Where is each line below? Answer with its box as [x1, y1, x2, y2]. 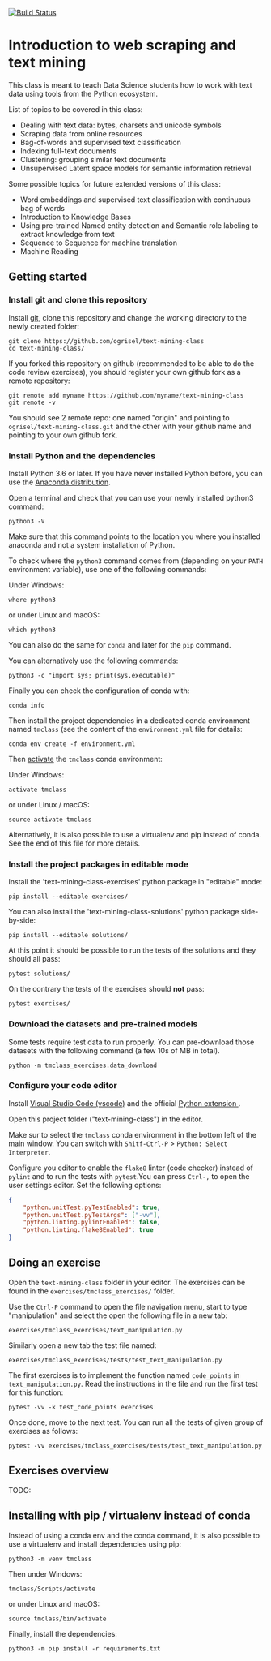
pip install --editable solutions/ [8, 932, 129, 940]
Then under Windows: [8, 1568, 83, 1578]
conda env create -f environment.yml [8, 739, 136, 748]
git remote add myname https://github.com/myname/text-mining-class [8, 391, 244, 399]
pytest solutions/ [8, 970, 70, 978]
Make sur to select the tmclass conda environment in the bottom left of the [8, 1130, 257, 1139]
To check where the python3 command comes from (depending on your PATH [8, 556, 264, 566]
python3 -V [8, 517, 45, 525]
